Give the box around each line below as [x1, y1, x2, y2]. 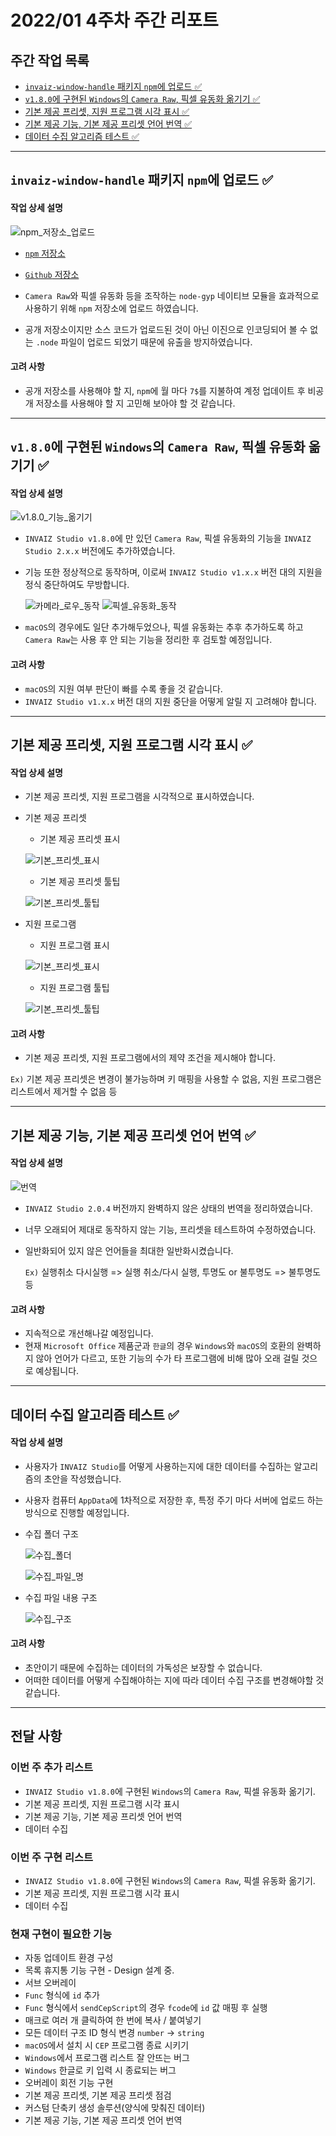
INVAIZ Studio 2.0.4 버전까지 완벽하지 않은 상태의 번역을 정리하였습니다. [24, 1202, 313, 1214]
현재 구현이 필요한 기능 [10, 1927, 113, 1941]
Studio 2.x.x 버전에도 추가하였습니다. [24, 545, 176, 557]
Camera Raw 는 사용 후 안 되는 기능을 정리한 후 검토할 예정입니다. [24, 634, 273, 646]
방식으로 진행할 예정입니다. [24, 1506, 130, 1518]
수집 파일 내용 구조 [24, 1591, 98, 1603]
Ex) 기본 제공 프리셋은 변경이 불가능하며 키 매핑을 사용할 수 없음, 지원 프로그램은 [10, 1073, 322, 1085]
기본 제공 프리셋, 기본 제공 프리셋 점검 [24, 2089, 172, 2101]
